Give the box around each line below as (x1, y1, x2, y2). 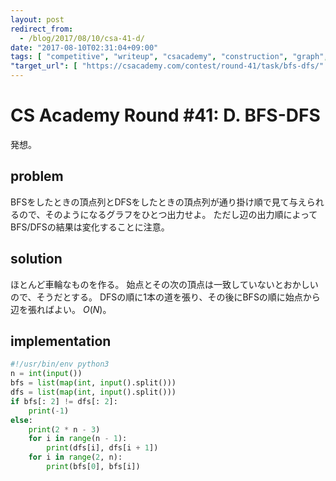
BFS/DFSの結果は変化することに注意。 (10, 221, 170, 233)
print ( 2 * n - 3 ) (28, 424, 101, 435)
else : (10, 415, 33, 425)
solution (10, 251, 63, 268)
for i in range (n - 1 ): (28, 434, 128, 444)
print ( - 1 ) (28, 406, 70, 416)
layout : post (10, 14, 65, 25)
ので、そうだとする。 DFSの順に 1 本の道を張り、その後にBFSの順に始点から (10, 291, 321, 303)
